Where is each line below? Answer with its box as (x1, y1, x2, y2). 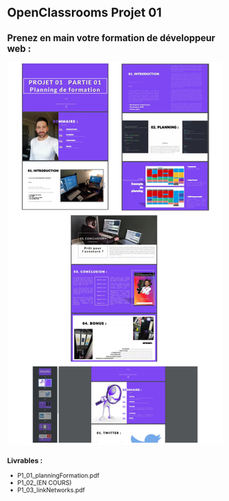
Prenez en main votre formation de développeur (7, 32, 216, 44)
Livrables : (7, 456, 43, 465)
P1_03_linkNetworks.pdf (16, 486, 86, 494)
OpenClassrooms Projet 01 (7, 5, 162, 21)
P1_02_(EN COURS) (16, 478, 72, 487)
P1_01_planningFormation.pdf (16, 472, 99, 480)
